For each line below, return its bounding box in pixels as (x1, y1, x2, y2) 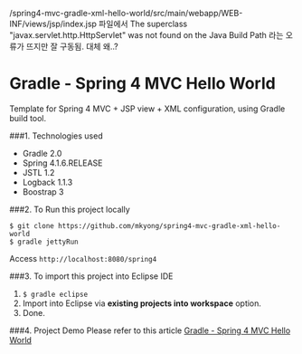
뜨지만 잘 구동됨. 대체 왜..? (25, 41, 119, 52)
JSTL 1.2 (22, 167, 55, 177)
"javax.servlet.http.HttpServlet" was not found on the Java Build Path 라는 (9, 30, 284, 40)
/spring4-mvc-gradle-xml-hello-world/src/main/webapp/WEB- (9, 8, 243, 18)
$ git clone (9, 221, 54, 230)
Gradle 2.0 (22, 148, 62, 158)
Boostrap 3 (22, 186, 65, 197)
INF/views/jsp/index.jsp (9, 18, 98, 29)
